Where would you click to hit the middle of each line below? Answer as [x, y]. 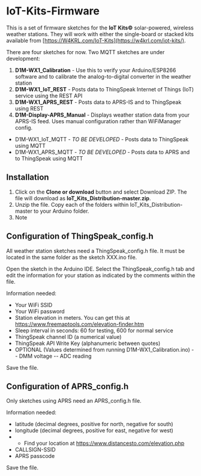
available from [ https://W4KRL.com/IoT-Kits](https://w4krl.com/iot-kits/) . [96, 40]
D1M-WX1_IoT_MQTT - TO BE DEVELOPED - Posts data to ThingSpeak [102, 139]
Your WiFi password [40, 311]
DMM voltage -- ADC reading [55, 356]
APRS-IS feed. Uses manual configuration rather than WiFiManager [98, 121]
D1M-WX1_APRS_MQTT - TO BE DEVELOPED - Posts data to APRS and [102, 152]
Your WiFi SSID [34, 305]
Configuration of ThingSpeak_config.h [80, 236]
